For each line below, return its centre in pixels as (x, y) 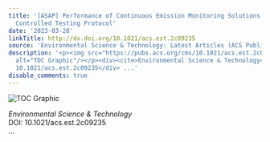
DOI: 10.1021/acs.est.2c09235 (57, 122)
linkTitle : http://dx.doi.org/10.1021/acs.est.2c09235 (102, 38)
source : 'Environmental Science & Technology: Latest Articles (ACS (125, 46)
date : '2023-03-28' (41, 30)
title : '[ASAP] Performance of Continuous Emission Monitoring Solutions (135, 16)
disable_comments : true (48, 75)
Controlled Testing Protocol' (66, 23)
